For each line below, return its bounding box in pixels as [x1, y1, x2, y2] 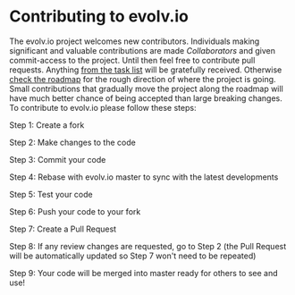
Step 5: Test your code [9, 189, 93, 199]
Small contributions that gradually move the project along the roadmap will [9, 83, 283, 94]
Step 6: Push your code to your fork [9, 206, 141, 216]
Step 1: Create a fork [9, 119, 85, 131]
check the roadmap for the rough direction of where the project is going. [9, 73, 276, 84]
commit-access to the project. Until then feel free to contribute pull [9, 55, 256, 65]
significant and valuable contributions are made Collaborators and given [9, 45, 275, 55]
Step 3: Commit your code [9, 154, 106, 164]
